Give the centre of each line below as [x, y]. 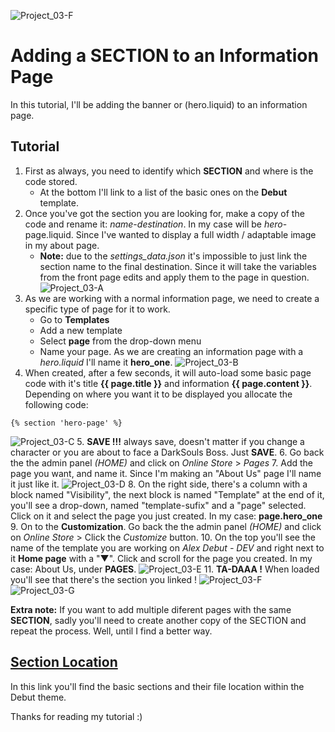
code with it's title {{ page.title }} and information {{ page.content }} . [168, 383]
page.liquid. [49, 234]
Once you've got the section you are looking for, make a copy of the [164, 213]
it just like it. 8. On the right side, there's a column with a [159, 484]
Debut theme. [38, 697]
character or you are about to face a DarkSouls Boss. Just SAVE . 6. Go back [167, 452]
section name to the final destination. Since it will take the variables [178, 266]
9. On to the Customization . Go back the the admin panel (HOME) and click [166, 526]
